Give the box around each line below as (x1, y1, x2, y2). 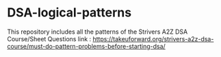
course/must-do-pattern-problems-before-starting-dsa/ (7, 42, 166, 50)
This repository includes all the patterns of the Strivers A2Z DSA (7, 27, 188, 36)
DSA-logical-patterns (7, 5, 132, 21)
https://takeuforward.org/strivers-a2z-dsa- (92, 34, 214, 43)
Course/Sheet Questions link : (7, 34, 92, 43)
